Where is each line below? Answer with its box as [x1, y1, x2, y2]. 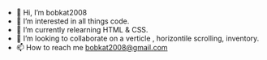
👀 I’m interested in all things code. [15, 16, 130, 26]
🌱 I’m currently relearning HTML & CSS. [15, 25, 149, 34]
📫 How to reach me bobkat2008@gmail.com [15, 43, 168, 52]
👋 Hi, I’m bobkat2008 [15, 8, 88, 17]
